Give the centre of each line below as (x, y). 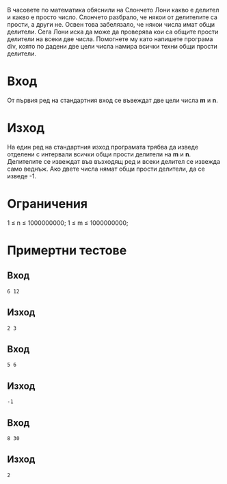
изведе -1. (22, 176)
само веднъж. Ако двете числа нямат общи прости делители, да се (106, 169)
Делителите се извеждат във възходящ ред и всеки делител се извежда (114, 161)
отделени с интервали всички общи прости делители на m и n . (99, 154)
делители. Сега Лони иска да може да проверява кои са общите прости (113, 32)
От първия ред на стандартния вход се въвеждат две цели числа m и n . (113, 100)
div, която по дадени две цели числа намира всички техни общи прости (112, 46)
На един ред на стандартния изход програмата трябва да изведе (103, 147)
